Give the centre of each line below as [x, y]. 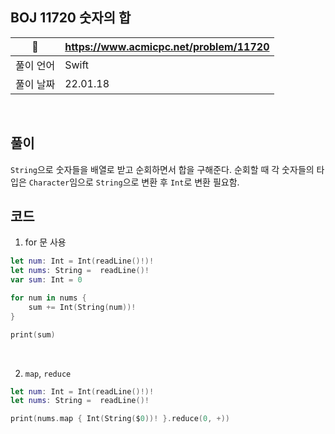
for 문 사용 [45, 242]
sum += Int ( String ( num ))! [82, 307]
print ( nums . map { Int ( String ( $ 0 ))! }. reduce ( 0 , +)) [120, 419]
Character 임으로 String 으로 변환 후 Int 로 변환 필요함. [134, 182]
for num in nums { [48, 298]
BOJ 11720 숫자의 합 [71, 18]
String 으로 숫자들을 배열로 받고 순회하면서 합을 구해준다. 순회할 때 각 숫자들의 [162, 169]
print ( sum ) [33, 334]
